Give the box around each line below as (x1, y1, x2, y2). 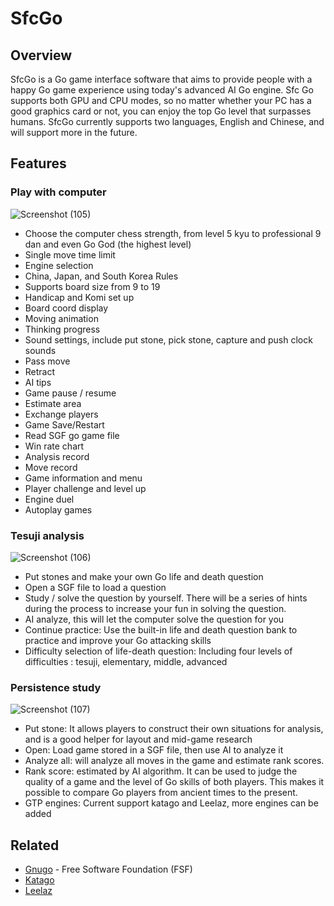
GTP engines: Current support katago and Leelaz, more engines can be (24, 797, 319, 809)
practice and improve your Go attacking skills (24, 634, 212, 646)
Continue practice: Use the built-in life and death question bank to (24, 623, 298, 636)
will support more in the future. (10, 127, 138, 138)
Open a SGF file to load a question (24, 581, 167, 593)
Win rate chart (24, 440, 85, 452)
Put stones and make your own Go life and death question (24, 570, 264, 582)
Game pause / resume (24, 387, 117, 399)
